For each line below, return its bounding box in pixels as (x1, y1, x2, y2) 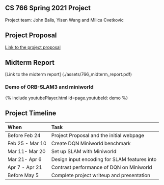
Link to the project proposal (5, 44, 61, 50)
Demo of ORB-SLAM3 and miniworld (5, 83, 94, 90)
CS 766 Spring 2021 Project (5, 4, 91, 12)
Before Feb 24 (7, 132, 41, 139)
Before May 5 (7, 172, 39, 179)
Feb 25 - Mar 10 (7, 140, 47, 147)
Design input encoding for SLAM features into (51, 156, 157, 162)
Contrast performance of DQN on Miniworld (51, 164, 152, 171)
